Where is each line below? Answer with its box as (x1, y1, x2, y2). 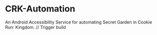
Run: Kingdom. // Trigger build (5, 24, 66, 30)
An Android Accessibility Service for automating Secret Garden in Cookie (5, 19, 153, 25)
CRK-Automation (5, 3, 75, 14)
